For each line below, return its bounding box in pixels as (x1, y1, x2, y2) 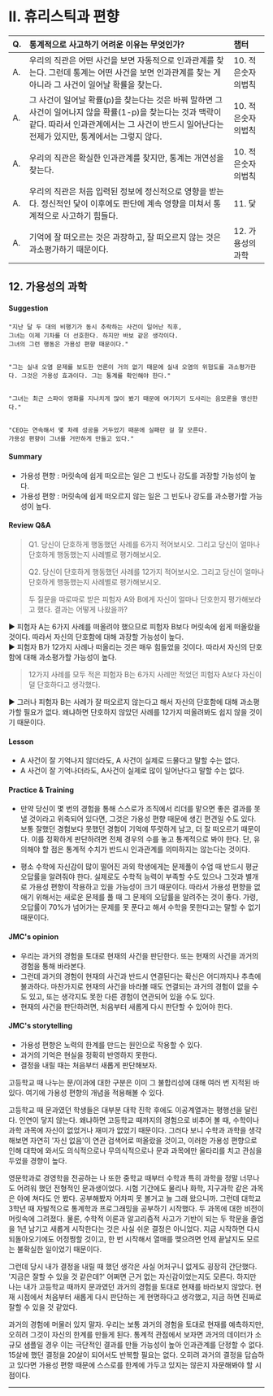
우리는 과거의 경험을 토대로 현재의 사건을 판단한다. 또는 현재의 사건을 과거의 (19, 950, 259, 960)
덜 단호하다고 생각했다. (28, 680, 101, 689)
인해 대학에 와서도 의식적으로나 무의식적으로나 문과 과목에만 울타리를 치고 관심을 (8, 1146, 262, 1155)
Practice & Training (8, 785, 75, 794)
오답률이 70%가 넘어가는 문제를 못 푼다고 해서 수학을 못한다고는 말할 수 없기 (19, 902, 262, 912)
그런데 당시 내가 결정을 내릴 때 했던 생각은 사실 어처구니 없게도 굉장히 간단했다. (8, 1261, 258, 1271)
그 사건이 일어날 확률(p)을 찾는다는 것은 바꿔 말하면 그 (28, 94, 223, 106)
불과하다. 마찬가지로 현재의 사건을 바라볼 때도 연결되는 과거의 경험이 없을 (19, 981, 250, 991)
